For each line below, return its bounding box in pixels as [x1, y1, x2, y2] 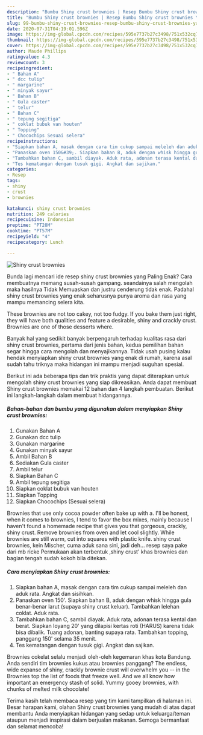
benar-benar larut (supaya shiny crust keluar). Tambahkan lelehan [15, 603, 180, 610]
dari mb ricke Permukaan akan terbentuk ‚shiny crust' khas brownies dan [7, 548, 189, 555]
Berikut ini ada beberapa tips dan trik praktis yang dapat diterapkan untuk [7, 372, 190, 379]
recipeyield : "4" [7, 234, 51, 240]
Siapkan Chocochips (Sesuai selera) [15, 497, 106, 505]
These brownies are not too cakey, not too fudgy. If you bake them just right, [7, 310, 197, 318]
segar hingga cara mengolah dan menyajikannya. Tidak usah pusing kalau [7, 347, 191, 354]
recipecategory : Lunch [7, 239, 64, 245]
